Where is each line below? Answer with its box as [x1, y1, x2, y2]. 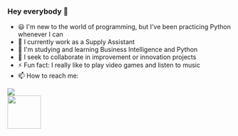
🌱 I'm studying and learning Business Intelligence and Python [17, 46, 198, 54]
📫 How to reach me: [17, 71, 79, 80]
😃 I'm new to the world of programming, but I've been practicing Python [17, 23, 232, 31]
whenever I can [17, 30, 63, 38]
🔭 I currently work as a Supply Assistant [17, 38, 135, 46]
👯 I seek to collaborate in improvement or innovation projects [17, 53, 197, 61]
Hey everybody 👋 [7, 6, 69, 16]
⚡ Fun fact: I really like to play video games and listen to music [17, 61, 201, 70]
